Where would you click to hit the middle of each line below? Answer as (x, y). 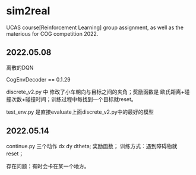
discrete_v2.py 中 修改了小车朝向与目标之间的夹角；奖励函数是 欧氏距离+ (96, 92)
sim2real (28, 11)
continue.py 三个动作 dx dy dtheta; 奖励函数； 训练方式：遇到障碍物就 (92, 146)
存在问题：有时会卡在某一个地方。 (48, 166)
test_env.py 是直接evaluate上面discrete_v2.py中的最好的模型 (80, 112)
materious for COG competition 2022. (52, 33)
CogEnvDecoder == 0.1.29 (38, 79)
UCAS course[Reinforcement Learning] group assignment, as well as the (95, 27)
